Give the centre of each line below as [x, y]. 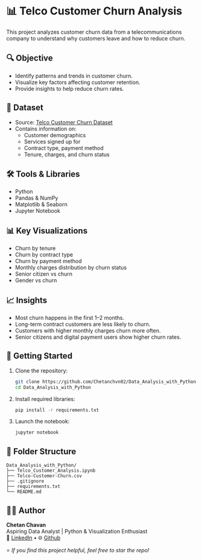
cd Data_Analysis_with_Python [53, 387]
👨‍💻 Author [26, 510]
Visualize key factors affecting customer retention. [77, 82]
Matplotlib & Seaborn [41, 204]
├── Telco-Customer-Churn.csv [44, 476]
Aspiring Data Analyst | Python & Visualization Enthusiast [77, 531]
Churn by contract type [44, 255]
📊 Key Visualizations [47, 231]
